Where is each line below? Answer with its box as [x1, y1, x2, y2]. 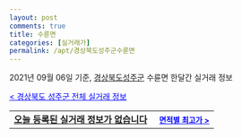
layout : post [9, 13, 58, 22]
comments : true [9, 22, 66, 30]
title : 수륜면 [9, 30, 56, 39]
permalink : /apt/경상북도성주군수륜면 [9, 47, 135, 56]
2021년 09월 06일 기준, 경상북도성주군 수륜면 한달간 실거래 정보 [9, 73, 233, 83]
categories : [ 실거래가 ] [9, 38, 91, 47]
